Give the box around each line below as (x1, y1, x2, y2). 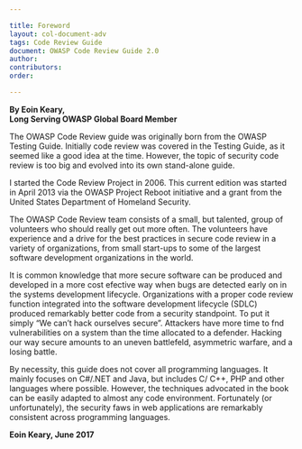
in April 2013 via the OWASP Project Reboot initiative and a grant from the (9, 187, 282, 197)
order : (9, 71, 34, 81)
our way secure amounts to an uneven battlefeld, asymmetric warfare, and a (9, 336, 293, 347)
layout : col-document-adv (9, 29, 106, 39)
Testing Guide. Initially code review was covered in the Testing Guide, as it (9, 141, 286, 151)
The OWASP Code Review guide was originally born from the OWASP (9, 131, 268, 142)
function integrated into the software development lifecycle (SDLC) (9, 298, 258, 309)
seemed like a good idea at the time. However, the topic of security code (9, 150, 279, 160)
